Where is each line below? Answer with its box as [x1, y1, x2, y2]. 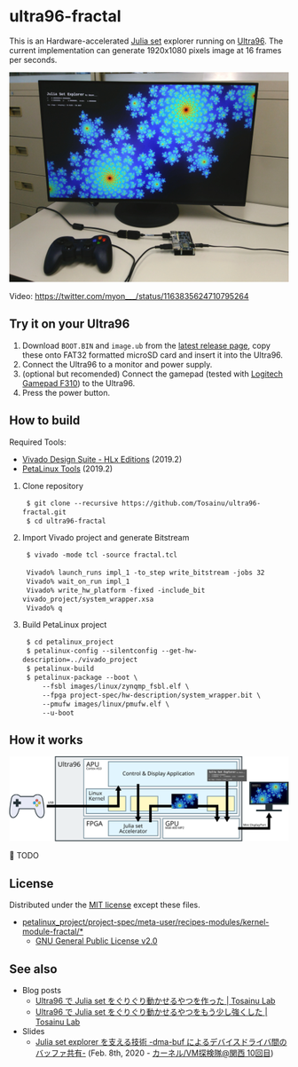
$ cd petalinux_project [26, 637, 114, 646]
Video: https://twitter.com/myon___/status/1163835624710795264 [9, 290, 249, 301]
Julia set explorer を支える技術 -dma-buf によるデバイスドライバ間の [35, 1037, 287, 1047]
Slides [21, 1026, 45, 1037]
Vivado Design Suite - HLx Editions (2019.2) [21, 454, 183, 464]
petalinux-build [34, 664, 95, 673]
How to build [9, 413, 81, 428]
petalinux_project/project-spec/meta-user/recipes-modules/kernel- [21, 917, 270, 928]
